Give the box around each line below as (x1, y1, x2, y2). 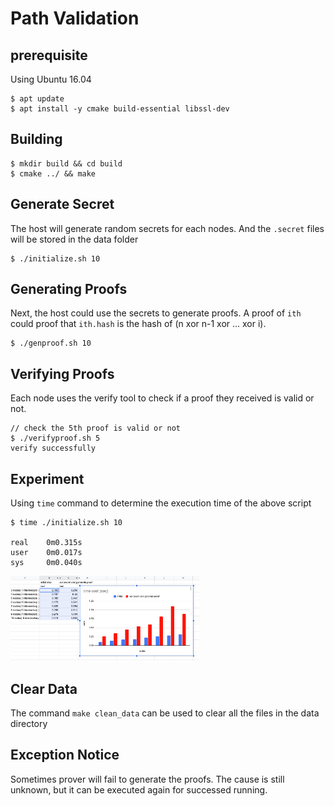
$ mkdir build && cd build (10, 158, 123, 169)
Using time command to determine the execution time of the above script (10, 497, 312, 509)
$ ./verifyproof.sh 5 (10, 433, 101, 444)
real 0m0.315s (10, 538, 83, 548)
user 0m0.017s (10, 548, 83, 558)
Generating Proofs (10, 281, 128, 298)
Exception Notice (10, 747, 120, 764)
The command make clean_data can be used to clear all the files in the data (10, 707, 320, 719)
